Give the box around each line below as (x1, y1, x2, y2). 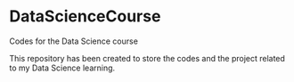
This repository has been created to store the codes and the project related (9, 53, 285, 63)
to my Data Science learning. (9, 62, 116, 73)
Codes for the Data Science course (9, 36, 138, 46)
